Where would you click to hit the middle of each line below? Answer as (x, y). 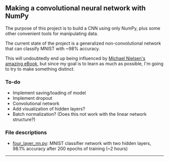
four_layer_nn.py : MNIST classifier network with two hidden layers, (82, 143)
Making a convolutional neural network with (75, 8)
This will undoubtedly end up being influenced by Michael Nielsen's (75, 58)
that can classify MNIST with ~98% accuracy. (53, 48)
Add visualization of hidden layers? (49, 109)
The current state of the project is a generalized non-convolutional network (83, 43)
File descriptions (26, 132)
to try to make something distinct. (40, 69)
